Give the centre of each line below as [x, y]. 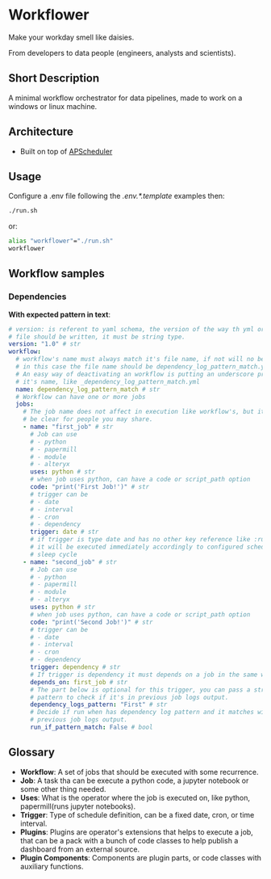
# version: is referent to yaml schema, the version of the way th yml [131, 329]
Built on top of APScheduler [66, 151]
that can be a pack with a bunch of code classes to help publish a [129, 840]
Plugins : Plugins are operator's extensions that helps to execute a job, [137, 832]
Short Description [54, 78]
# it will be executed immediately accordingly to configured [136, 547]
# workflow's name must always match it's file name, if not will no [135, 360]
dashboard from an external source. [79, 849]
